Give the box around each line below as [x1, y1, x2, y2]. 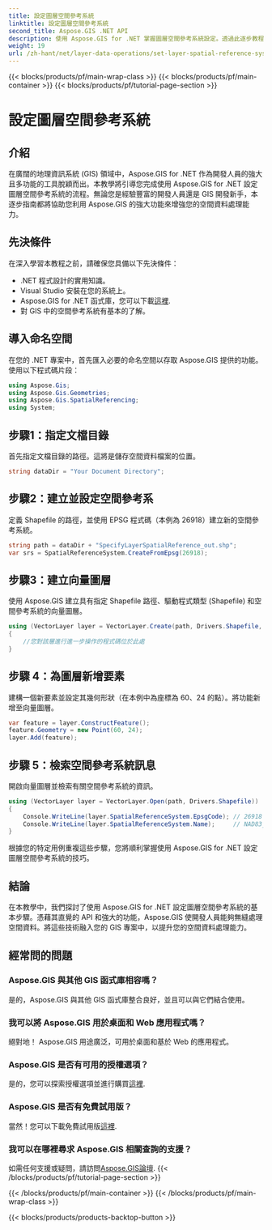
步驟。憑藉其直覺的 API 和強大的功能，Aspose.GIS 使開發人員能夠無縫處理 [15, 913, 263, 922]
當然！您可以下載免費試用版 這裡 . [8, 1121, 117, 1130]
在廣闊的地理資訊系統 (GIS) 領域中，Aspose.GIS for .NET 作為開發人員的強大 [8, 169, 263, 178]
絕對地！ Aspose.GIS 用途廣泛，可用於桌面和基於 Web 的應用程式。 [8, 1037, 233, 1047]
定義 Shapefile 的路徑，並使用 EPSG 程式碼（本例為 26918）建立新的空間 [8, 515, 253, 525]
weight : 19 [8, 42, 45, 50]
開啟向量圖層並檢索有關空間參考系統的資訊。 [8, 781, 158, 790]
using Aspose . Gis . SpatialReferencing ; [8, 396, 139, 405]
